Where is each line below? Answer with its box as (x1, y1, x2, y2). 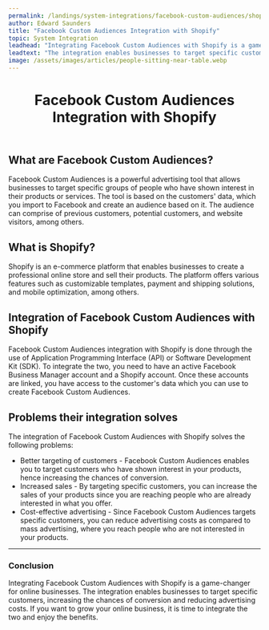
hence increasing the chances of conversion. (19, 473, 170, 482)
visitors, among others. (8, 217, 84, 227)
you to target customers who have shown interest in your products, (19, 464, 242, 474)
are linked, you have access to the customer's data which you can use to (8, 379, 249, 388)
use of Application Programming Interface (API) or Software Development (8, 353, 251, 363)
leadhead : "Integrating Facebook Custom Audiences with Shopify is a (8, 42, 246, 50)
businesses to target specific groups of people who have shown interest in (8, 183, 255, 193)
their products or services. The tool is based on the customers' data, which (8, 192, 256, 201)
